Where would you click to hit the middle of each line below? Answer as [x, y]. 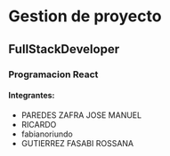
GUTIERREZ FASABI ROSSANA [77, 143]
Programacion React [53, 74]
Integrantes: [32, 96]
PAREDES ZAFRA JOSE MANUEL [81, 115]
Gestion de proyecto [85, 16]
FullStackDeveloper [64, 49]
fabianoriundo [47, 134]
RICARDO [39, 124]
